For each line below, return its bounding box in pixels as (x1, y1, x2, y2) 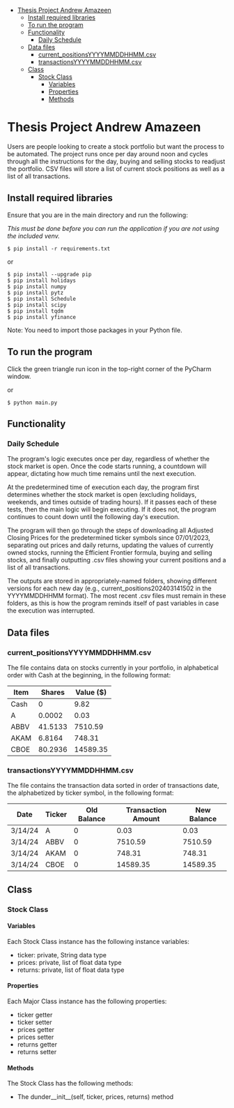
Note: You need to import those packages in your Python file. (7, 326, 182, 334)
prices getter (17, 1025, 54, 1033)
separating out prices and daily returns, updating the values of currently (7, 541, 214, 550)
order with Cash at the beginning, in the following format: (7, 671, 171, 679)
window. (7, 372, 31, 380)
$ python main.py (7, 399, 58, 406)
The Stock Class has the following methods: (7, 1079, 134, 1088)
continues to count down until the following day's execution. (7, 513, 180, 521)
